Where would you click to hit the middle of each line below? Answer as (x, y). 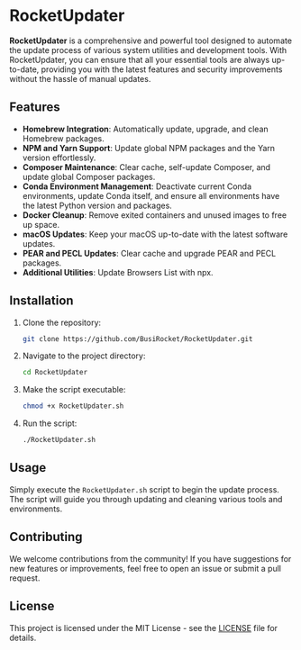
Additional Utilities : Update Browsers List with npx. (118, 272)
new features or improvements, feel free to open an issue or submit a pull (146, 568)
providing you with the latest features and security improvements (162, 69)
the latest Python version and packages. (97, 205)
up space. (41, 224)
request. (25, 578)
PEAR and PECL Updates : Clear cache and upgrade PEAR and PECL (149, 253)
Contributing (46, 537)
